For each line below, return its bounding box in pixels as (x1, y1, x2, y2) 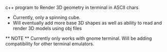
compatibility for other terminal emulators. (5, 41, 95, 47)
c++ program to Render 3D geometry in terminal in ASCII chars (5, 5, 139, 10)
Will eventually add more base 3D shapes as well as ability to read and (12, 20, 162, 26)
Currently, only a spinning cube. (12, 14, 81, 20)
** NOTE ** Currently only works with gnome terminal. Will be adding (5, 36, 152, 41)
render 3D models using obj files (12, 25, 82, 31)
